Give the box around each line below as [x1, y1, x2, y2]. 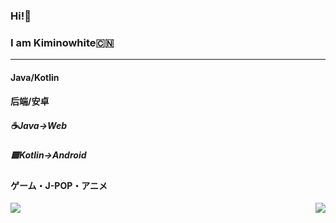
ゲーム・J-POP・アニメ [10, 179, 108, 191]
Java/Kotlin [10, 71, 60, 83]
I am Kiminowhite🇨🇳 [10, 35, 115, 49]
